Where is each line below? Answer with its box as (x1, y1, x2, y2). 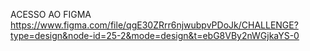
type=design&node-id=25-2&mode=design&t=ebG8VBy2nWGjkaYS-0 (10, 30, 300, 41)
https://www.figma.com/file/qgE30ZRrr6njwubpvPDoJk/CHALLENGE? (10, 19, 299, 31)
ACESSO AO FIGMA (10, 9, 92, 20)
